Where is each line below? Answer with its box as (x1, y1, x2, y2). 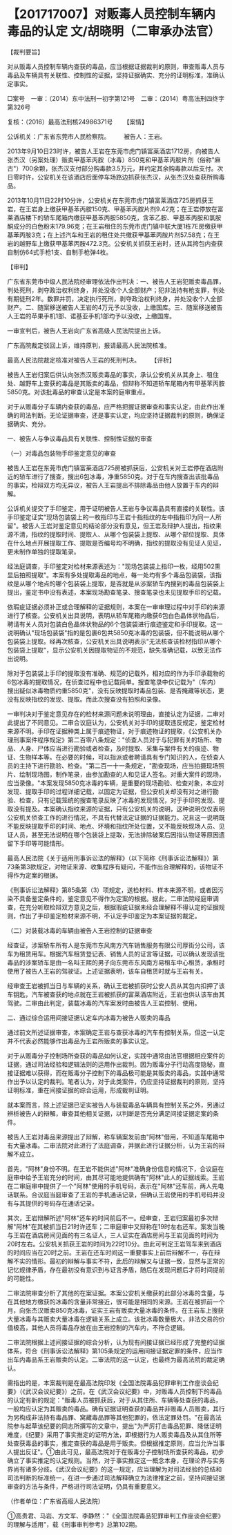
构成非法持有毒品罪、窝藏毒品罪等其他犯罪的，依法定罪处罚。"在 (19, 1413, 204, 1421)
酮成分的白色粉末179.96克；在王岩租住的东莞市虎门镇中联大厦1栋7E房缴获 (7, 222, 217, 230)
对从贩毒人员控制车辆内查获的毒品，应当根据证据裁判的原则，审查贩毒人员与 (7, 62, 225, 70)
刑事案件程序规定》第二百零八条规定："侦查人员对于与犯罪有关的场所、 (12, 735, 216, 744)
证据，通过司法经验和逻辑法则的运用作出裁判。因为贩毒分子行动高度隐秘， (7, 1060, 219, 1068)
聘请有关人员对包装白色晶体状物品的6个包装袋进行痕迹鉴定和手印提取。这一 (7, 619, 223, 628)
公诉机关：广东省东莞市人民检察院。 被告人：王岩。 (7, 132, 166, 140)
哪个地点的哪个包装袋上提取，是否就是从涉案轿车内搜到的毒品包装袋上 (25, 579, 225, 588)
